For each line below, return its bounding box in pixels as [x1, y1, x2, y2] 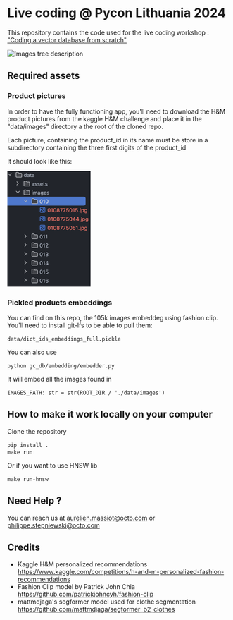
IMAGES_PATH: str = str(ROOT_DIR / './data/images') [7, 389, 165, 396]
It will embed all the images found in [7, 375, 112, 383]
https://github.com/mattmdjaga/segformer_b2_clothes [17, 605, 175, 614]
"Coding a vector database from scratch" [7, 35, 127, 44]
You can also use [7, 348, 58, 356]
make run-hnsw [7, 475, 49, 482]
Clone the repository [7, 427, 67, 435]
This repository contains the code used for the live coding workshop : [7, 28, 209, 37]
